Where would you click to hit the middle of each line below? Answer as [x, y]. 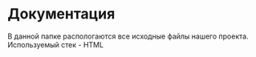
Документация [61, 14]
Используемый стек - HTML [56, 44]
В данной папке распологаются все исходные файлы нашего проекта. [128, 36]
